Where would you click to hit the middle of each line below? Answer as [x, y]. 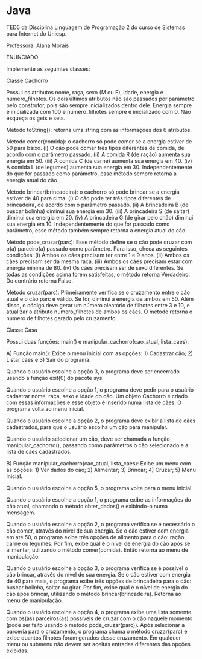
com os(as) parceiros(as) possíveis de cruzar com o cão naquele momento [99, 618]
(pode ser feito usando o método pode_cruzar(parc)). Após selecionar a [96, 625]
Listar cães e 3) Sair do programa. [49, 359]
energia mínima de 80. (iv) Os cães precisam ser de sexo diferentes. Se [95, 267]
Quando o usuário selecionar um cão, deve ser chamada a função [88, 439]
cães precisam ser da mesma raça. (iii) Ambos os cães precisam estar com [99, 261]
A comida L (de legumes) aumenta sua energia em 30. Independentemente [99, 167]
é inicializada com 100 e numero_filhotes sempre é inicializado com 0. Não [99, 111]
